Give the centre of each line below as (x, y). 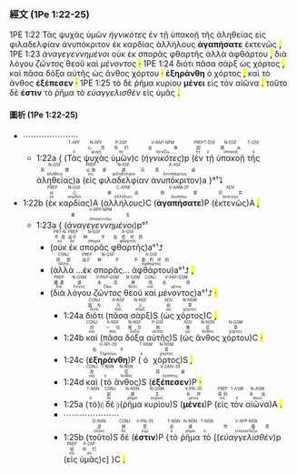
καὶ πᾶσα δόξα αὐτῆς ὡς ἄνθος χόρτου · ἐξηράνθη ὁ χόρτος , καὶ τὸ (140, 74)
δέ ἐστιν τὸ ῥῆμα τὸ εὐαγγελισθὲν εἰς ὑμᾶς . (94, 93)
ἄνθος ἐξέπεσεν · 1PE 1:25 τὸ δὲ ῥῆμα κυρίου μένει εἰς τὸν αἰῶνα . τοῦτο (148, 83)
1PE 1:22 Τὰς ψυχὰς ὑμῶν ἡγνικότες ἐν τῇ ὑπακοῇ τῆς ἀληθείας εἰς (138, 35)
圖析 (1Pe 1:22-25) (44, 115)
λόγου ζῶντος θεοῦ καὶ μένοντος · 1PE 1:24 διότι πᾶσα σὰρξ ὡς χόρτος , (147, 64)
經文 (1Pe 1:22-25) (49, 14)
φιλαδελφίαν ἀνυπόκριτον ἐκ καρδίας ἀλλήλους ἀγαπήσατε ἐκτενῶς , (145, 45)
